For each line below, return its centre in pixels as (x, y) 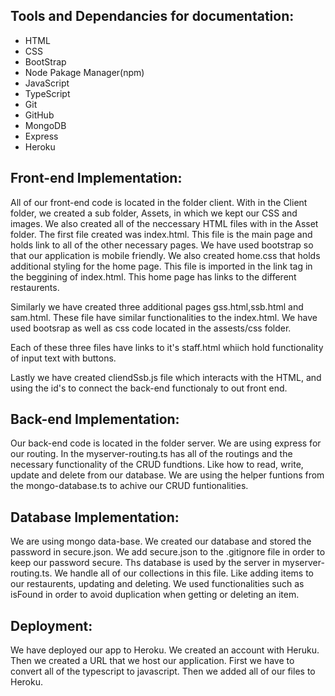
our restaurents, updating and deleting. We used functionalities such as (157, 584)
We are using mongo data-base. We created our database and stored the (161, 541)
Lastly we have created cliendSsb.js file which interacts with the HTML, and (166, 377)
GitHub (39, 115)
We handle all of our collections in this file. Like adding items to (184, 573)
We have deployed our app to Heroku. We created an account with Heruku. (165, 650)
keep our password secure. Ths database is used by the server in (145, 563)
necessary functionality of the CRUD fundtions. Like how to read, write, (157, 465)
